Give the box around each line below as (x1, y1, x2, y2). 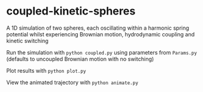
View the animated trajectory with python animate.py (6, 79, 139, 86)
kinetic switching (6, 37, 49, 44)
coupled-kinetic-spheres (6, 4, 136, 18)
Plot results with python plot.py (6, 67, 86, 74)
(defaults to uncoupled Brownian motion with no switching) (6, 55, 154, 62)
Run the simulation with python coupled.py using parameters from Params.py (6, 48, 198, 56)
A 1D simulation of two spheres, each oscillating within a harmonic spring (6, 24, 190, 31)
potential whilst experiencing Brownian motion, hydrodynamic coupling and (6, 30, 195, 38)
